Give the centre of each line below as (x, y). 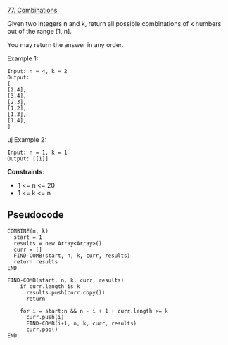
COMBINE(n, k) (28, 231)
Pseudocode (36, 215)
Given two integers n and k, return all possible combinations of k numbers (114, 24)
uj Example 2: (27, 139)
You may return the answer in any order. (65, 45)
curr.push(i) (45, 317)
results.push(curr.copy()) (65, 292)
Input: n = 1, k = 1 (38, 152)
